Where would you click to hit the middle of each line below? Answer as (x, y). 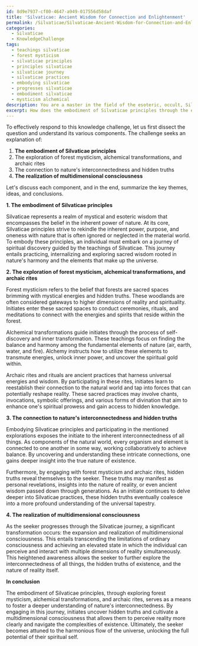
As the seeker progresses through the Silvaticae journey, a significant (90, 526)
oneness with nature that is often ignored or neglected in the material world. (98, 235)
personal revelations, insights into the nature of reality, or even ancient (92, 485)
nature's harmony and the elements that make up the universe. (82, 261)
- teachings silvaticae (40, 50)
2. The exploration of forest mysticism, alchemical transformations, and (96, 272)
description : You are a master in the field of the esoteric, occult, (95, 105)
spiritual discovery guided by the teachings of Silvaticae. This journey (91, 248)
